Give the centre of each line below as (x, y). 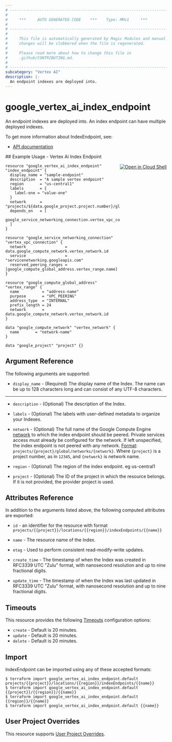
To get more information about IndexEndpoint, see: (59, 136)
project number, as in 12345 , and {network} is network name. (76, 456)
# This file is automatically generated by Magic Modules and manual (86, 39)
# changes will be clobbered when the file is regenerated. (75, 44)
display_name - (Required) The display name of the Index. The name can (89, 383)
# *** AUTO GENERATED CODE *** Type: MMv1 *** (76, 19)
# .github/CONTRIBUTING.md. (40, 58)
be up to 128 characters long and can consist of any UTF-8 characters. (88, 389)
